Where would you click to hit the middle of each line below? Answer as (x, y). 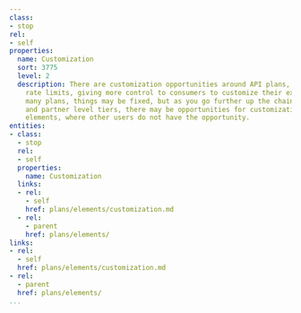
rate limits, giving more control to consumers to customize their (154, 92)
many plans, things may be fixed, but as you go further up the (148, 101)
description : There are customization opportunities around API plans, (154, 84)
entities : (28, 126)
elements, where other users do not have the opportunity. (138, 117)
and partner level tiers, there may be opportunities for (136, 109)
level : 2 (34, 76)
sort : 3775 (38, 68)
